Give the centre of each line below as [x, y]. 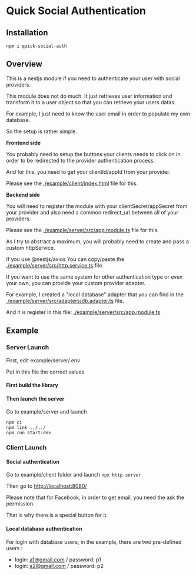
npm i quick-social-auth [36, 46]
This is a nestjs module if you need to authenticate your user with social [93, 78]
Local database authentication [44, 529]
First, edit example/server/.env [43, 360]
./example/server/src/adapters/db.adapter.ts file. [65, 300]
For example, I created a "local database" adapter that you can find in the [95, 294]
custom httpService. [31, 247]
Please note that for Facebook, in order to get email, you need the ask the [95, 498]
